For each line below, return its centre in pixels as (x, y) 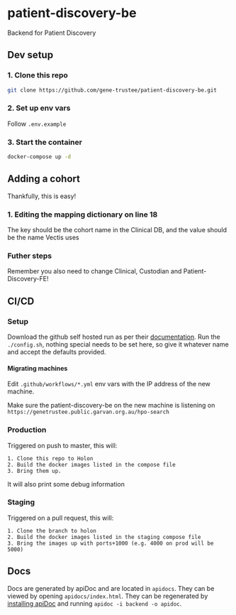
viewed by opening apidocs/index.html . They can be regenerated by (108, 596)
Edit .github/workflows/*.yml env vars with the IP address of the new (109, 384)
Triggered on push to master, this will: (62, 445)
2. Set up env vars (39, 108)
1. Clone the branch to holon (52, 530)
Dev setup (30, 55)
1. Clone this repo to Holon (50, 458)
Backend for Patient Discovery (52, 33)
